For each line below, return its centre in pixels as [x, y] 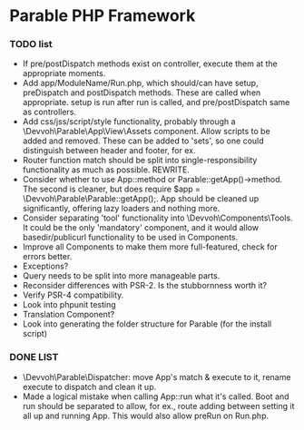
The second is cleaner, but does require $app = [112, 189]
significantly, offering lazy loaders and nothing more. [121, 209]
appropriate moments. [64, 73]
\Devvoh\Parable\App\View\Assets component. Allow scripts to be [146, 132]
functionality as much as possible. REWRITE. [106, 170]
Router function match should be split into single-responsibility [140, 161]
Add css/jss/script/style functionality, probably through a [129, 122]
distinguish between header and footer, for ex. [109, 151]
